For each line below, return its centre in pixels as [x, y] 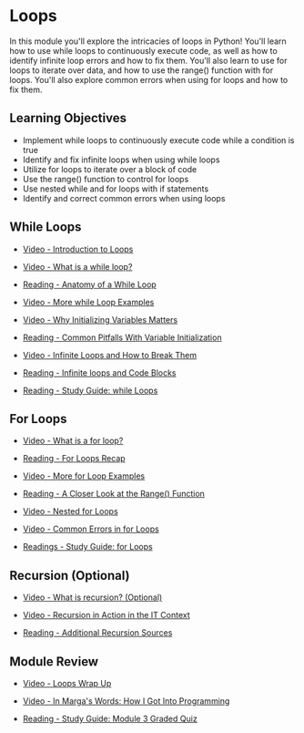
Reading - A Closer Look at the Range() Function [113, 494]
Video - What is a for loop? [73, 441]
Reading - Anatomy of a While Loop [89, 284]
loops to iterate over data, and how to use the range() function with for [142, 70]
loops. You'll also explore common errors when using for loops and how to [149, 79]
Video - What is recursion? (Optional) [92, 597]
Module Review [54, 661]
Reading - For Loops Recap [74, 459]
